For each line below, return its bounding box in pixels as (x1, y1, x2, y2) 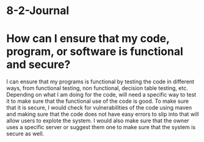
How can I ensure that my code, (6, 32, 170, 46)
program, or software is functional (6, 45, 183, 59)
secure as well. (6, 130, 45, 138)
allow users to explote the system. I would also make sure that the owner (6, 117, 189, 124)
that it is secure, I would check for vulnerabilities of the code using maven (6, 104, 192, 111)
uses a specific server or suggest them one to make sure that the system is (6, 124, 196, 131)
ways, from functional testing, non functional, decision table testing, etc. (6, 84, 188, 92)
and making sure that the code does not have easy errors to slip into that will (6, 111, 199, 118)
